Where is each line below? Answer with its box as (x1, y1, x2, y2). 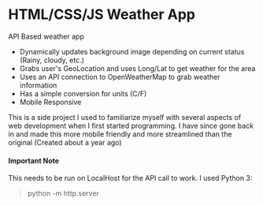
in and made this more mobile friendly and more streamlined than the (8, 129, 232, 139)
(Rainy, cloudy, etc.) (19, 55, 85, 65)
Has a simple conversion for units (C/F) (19, 88, 147, 98)
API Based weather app (8, 32, 84, 41)
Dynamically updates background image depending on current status (19, 47, 245, 56)
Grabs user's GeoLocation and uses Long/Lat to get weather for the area (19, 63, 256, 73)
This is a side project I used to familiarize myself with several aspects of (8, 112, 242, 122)
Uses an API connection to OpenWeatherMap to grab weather (19, 72, 220, 81)
